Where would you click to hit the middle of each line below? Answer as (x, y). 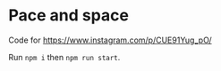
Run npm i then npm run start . (64, 57)
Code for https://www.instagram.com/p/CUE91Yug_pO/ (110, 40)
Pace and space (68, 16)
